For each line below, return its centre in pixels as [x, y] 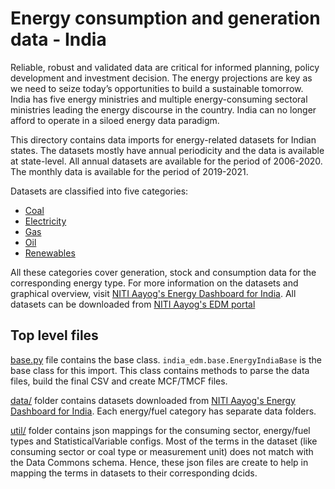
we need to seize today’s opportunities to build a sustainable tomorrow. [157, 88]
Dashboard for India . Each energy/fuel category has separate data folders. [163, 411]
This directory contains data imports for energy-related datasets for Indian [163, 139]
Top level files [54, 335]
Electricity [45, 221]
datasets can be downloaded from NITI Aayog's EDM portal [133, 304]
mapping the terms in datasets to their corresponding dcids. [134, 473]
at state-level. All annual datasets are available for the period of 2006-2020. [166, 161]
